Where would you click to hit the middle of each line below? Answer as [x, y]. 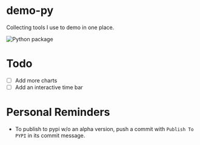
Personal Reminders [58, 112]
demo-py [30, 11]
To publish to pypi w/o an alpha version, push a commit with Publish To [104, 129]
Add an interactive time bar [49, 87]
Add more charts [36, 80]
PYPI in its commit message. [50, 135]
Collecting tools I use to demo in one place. [60, 27]
